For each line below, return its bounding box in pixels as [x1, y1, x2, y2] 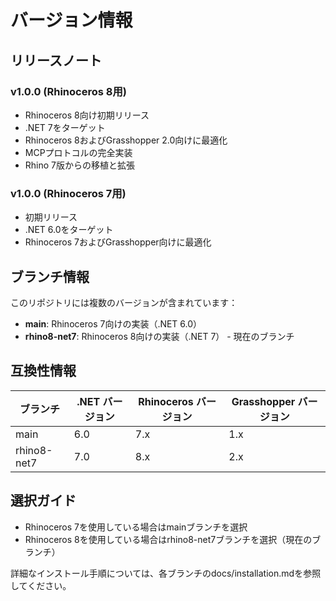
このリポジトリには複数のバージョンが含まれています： [10, 296, 238, 308]
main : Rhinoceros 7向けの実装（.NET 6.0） [24, 317, 203, 330]
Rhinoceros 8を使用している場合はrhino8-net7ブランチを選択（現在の [24, 533, 313, 545]
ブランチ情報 [10, 268, 90, 285]
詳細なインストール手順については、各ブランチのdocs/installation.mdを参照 [10, 567, 322, 579]
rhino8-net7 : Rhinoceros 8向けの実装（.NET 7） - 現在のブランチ [24, 330, 295, 342]
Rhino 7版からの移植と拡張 [24, 159, 136, 171]
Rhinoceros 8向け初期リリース [24, 109, 150, 121]
